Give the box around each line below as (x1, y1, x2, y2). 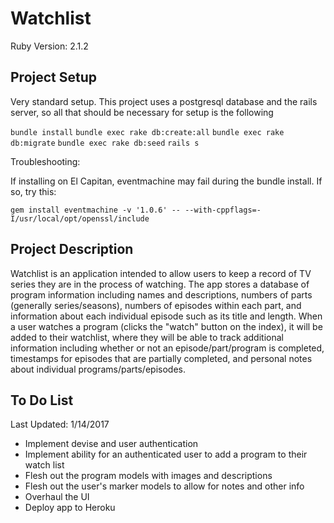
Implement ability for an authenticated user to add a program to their (24, 448, 308, 461)
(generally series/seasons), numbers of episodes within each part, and (10, 299, 302, 311)
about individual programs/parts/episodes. (10, 363, 186, 375)
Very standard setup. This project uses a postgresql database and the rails (10, 95, 318, 107)
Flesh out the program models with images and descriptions (24, 470, 273, 482)
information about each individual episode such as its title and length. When (10, 310, 323, 322)
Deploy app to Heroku (24, 502, 116, 514)
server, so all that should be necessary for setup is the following (10, 106, 274, 118)
